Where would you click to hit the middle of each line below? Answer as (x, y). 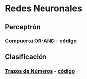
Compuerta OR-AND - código (41, 41)
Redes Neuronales (44, 9)
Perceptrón (23, 27)
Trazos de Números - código (40, 71)
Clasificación (26, 57)
